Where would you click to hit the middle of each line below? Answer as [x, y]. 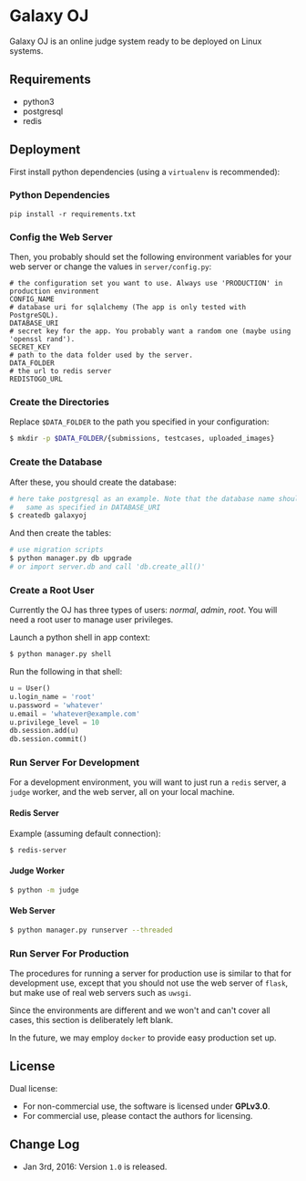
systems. [26, 50]
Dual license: [34, 1088]
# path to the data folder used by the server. [102, 355]
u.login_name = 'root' [52, 696]
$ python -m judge [44, 890]
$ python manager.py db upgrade [71, 559]
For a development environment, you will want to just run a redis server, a [148, 782]
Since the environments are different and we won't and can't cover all [140, 1010]
